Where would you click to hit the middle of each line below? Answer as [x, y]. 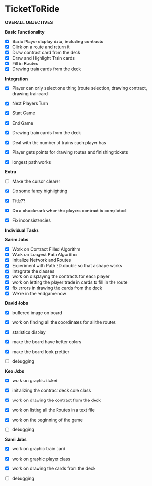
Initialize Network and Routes [41, 260]
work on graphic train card [39, 449]
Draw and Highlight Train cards [43, 58]
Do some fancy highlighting [39, 191]
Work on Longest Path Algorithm [45, 254]
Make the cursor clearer [36, 181]
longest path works [31, 162]
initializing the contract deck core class [51, 391]
